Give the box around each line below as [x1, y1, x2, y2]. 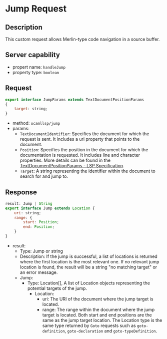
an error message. [19, 269, 58, 275]
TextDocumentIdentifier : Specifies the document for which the [19, 131, 149, 137]
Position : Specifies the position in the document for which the [19, 147, 148, 153]
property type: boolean [12, 69, 59, 75]
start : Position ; [23, 220, 59, 225]
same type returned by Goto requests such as [42, 322, 136, 328]
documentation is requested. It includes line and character [19, 152, 140, 158]
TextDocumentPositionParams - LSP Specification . [19, 163, 124, 169]
